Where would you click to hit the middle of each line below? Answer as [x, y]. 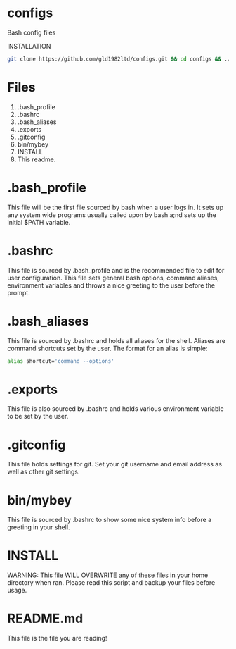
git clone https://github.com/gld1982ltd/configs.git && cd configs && [114, 59]
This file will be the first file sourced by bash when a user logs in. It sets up [116, 207]
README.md [45, 619]
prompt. [19, 292]
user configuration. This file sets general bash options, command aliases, [113, 278]
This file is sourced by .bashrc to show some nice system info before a [110, 520]
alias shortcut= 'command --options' [61, 361]
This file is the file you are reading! [57, 638]
